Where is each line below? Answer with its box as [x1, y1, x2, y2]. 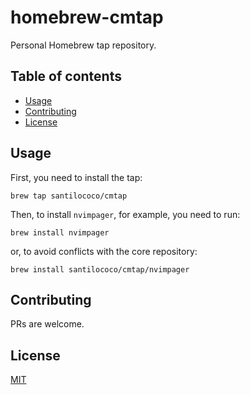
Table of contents [10, 68, 122, 85]
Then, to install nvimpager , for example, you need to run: [10, 208, 241, 220]
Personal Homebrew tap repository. [10, 39, 157, 51]
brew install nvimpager [10, 227, 110, 238]
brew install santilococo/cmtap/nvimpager [10, 264, 190, 275]
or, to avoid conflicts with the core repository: [10, 245, 198, 257]
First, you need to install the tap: [10, 171, 143, 183]
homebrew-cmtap [10, 6, 164, 29]
